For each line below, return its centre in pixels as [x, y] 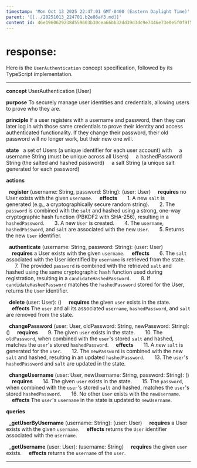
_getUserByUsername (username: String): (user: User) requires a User [98, 423]
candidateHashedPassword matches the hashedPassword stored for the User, [95, 285]
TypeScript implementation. [40, 74]
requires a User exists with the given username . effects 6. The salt [99, 253]
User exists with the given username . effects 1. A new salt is [86, 198]
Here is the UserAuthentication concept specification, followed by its [89, 68]
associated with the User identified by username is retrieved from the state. [96, 260]
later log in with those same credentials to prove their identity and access [95, 127]
